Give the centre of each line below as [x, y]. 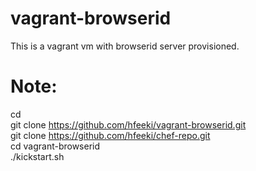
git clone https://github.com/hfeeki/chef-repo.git [110, 135]
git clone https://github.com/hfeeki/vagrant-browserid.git [128, 124]
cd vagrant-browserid [55, 146]
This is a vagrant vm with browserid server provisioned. [125, 46]
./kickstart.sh [37, 156]
